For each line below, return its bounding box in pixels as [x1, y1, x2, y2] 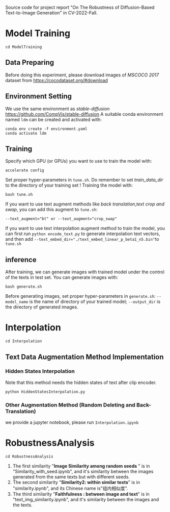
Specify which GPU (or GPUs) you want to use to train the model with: [5, 158, 152, 164]
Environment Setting [5, 92, 72, 101]
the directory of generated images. [5, 304, 78, 310]
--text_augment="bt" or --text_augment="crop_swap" [5, 216, 117, 221]
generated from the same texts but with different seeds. [12, 474, 130, 480]
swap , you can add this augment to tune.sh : [5, 207, 98, 213]
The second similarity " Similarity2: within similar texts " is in [12, 479, 140, 485]
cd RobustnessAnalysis [5, 454, 53, 459]
